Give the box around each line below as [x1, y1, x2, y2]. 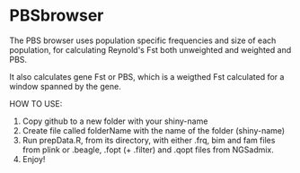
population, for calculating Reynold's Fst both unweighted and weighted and [9, 44, 292, 55]
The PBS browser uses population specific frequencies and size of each [9, 35, 277, 46]
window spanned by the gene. [9, 81, 121, 91]
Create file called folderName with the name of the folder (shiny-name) [22, 125, 286, 135]
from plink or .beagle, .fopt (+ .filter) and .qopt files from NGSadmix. [22, 144, 274, 155]
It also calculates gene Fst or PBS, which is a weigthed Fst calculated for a [9, 71, 285, 82]
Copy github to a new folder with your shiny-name [22, 116, 208, 126]
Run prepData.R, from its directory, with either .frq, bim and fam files [22, 134, 276, 145]
